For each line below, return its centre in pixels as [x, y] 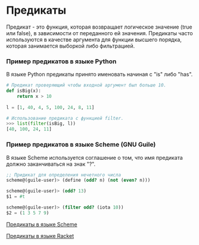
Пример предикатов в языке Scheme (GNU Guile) [81, 145]
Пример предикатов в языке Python [61, 61]
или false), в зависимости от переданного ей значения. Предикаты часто [99, 33]
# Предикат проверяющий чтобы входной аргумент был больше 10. [86, 85]
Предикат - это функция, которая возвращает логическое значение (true [99, 27]
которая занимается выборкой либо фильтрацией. [71, 46]
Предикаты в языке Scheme [42, 224]
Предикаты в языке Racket [40, 235]
